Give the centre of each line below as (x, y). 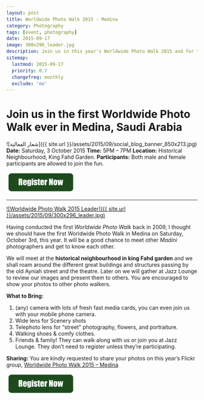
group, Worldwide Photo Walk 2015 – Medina (62, 365)
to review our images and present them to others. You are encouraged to (97, 278)
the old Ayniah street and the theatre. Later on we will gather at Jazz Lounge (102, 272)
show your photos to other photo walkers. (59, 284)
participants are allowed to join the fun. (55, 164)
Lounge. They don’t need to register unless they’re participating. (95, 346)
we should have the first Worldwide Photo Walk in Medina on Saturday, (95, 234)
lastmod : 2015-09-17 (38, 64)
